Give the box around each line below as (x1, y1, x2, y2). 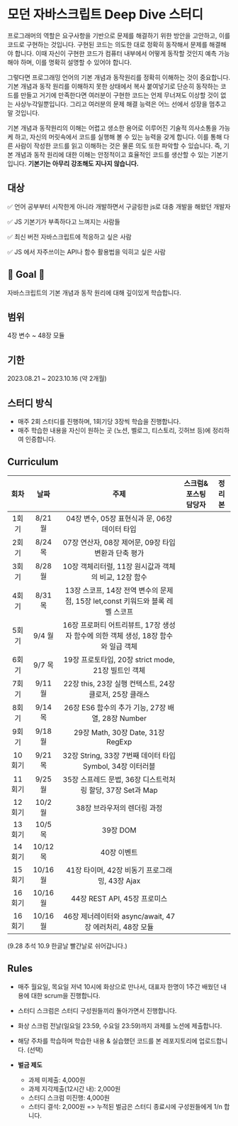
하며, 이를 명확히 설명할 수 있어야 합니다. (20, 58, 132, 66)
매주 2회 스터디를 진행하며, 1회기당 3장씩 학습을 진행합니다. (17, 417, 181, 426)
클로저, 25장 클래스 (88, 689, 150, 699)
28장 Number (101, 713, 147, 723)
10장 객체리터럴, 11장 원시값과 (62, 561, 161, 571)
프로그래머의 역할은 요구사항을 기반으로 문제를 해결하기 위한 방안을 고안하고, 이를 (7, 31, 231, 40)
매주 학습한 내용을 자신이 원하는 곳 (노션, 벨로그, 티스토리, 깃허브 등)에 (17, 426, 211, 434)
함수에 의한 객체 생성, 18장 (74, 630, 158, 640)
